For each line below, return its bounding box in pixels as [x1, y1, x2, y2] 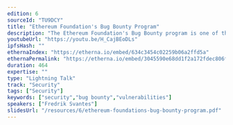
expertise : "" [7, 68, 49, 75]
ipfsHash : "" [7, 42, 45, 49]
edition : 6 [7, 10, 39, 17]
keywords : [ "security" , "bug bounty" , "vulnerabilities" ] [7, 94, 172, 101]
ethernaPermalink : [7, 56, 60, 62]
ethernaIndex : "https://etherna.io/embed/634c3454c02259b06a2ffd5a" [7, 49, 209, 56]
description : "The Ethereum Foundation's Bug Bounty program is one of [7, 29, 218, 37]
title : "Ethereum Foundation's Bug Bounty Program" [7, 23, 159, 30]
